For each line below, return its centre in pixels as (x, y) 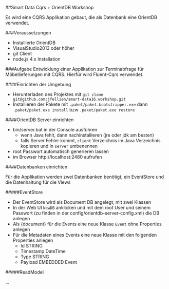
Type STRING (35, 257)
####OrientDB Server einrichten (40, 120)
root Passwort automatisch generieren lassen (61, 151)
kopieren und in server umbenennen (59, 146)
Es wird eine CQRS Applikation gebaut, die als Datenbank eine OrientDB (81, 17)
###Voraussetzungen (28, 33)
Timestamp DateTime (43, 251)
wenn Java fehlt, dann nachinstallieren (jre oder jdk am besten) (87, 135)
